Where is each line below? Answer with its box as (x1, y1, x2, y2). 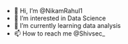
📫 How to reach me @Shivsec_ (13, 29, 106, 38)
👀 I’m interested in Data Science (13, 14, 106, 22)
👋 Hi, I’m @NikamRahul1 (13, 7, 83, 15)
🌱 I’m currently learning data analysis (13, 22, 121, 29)
